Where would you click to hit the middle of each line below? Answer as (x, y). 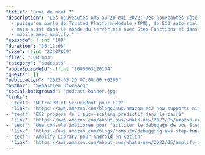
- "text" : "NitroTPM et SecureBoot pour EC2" (65, 103)
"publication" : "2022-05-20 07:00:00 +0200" (63, 80)
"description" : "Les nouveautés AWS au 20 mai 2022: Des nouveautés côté (102, 18)
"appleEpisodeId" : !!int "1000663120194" (59, 69)
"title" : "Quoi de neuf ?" (40, 12)
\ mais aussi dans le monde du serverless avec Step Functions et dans (105, 29)
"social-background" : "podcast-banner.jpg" (62, 92)
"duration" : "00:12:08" (36, 46)
